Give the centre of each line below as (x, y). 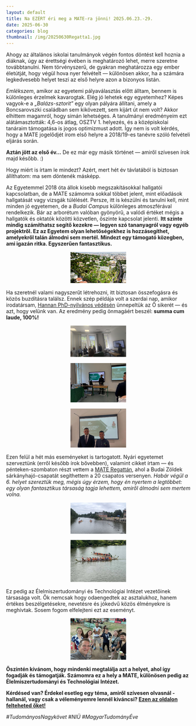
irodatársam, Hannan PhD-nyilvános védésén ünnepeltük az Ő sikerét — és (97, 305)
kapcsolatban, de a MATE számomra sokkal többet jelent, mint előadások (94, 194)
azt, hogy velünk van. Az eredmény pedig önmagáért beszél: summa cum (95, 311)
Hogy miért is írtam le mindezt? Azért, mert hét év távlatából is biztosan (92, 170)
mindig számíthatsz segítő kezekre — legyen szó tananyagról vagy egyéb (97, 225)
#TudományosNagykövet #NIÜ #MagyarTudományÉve (72, 717)
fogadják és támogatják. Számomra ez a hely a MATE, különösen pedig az (97, 675)
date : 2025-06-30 (27, 25)
